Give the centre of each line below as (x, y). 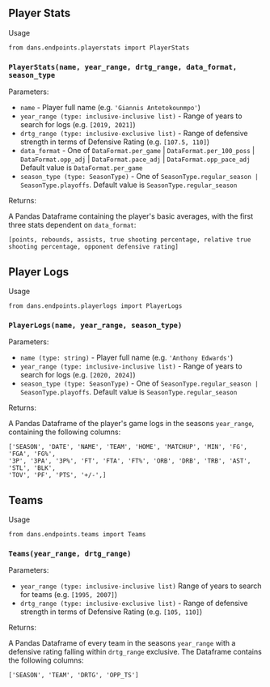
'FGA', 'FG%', (32, 454)
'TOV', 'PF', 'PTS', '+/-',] (57, 476)
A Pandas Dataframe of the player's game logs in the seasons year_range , (131, 424)
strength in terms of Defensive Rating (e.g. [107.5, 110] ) (115, 142)
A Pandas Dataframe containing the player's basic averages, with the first (131, 216)
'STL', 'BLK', (32, 468)
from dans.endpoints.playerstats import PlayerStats (99, 48)
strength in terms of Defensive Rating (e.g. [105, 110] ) (111, 612)
